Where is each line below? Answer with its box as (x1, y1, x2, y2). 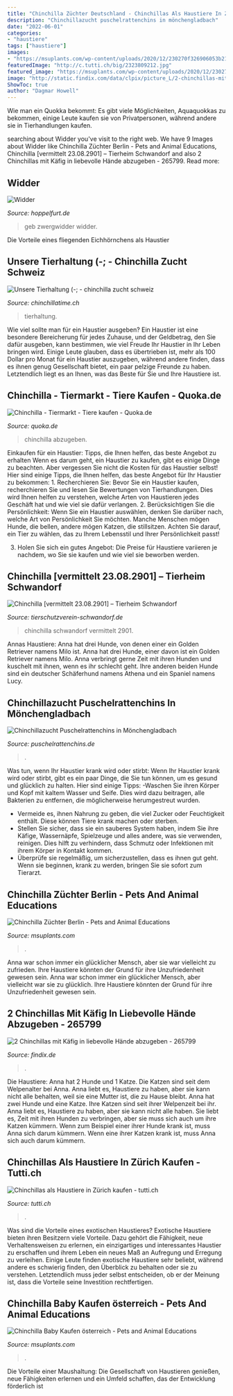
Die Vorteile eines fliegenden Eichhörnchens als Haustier (7, 235, 170, 244)
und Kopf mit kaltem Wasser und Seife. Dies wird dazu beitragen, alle (7, 789, 205, 797)
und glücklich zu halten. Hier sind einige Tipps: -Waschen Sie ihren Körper (7, 781, 220, 790)
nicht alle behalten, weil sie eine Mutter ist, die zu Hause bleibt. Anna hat (7, 1092, 215, 1100)
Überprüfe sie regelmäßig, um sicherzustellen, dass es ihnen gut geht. (17, 854, 218, 862)
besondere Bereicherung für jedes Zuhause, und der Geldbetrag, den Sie (7, 332, 216, 341)
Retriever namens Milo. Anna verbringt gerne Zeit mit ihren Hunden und (7, 655, 212, 663)
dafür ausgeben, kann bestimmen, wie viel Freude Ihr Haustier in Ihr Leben (7, 340, 221, 348)
